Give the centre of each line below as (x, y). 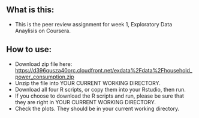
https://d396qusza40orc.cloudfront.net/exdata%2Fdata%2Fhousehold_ (104, 70)
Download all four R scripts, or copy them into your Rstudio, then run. (100, 89)
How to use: (29, 49)
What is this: (30, 10)
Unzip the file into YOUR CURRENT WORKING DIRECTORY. (88, 83)
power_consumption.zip (45, 77)
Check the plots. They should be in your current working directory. (97, 108)
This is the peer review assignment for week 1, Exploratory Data (94, 24)
